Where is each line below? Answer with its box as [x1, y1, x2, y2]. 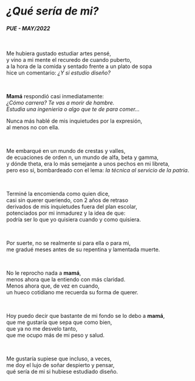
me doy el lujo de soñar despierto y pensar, [6, 362, 115, 369]
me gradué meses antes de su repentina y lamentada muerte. [6, 246, 160, 253]
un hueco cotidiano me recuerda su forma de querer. [6, 289, 139, 296]
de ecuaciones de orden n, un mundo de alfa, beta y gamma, [6, 153, 159, 161]
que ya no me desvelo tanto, [6, 325, 78, 332]
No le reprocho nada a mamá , [6, 269, 81, 277]
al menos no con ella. [6, 124, 60, 131]
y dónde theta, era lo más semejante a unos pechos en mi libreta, [6, 160, 170, 167]
